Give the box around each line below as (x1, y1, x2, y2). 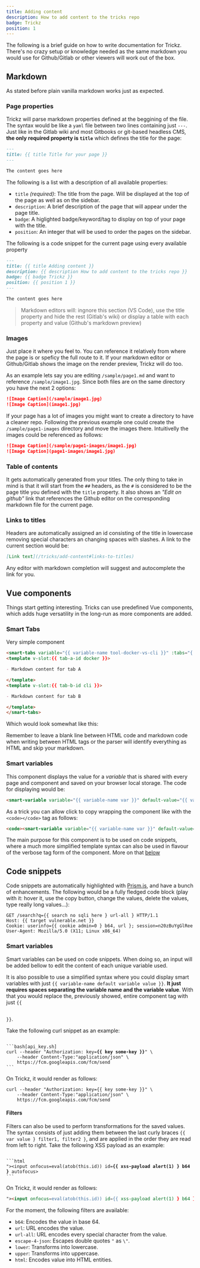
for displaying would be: (6, 785, 65, 793)
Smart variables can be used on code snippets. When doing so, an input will (6, 956, 193, 963)
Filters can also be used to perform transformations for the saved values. (6, 1122, 186, 1129)
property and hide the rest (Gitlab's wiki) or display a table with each (20, 313, 189, 320)
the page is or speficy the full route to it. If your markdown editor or (6, 354, 171, 361)
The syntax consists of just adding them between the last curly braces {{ (6, 1129, 186, 1136)
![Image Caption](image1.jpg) (6, 402, 82, 408)
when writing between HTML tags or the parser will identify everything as (6, 738, 187, 746)
